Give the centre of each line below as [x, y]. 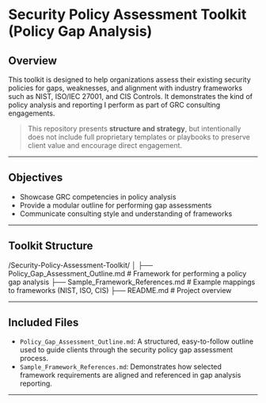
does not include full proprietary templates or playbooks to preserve [139, 137]
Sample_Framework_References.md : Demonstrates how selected [120, 367]
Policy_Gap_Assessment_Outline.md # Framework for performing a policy [127, 273]
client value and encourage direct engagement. [105, 145]
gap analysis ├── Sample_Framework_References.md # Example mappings [132, 282]
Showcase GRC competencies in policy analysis [98, 196]
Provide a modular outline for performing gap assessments [116, 205]
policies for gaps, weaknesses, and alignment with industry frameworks [125, 88]
